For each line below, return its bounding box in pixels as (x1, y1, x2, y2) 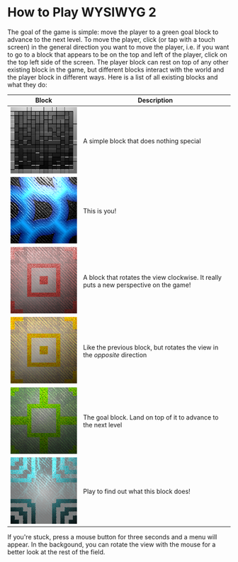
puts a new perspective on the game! (82, 281, 191, 289)
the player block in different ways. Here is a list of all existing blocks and (7, 72, 218, 82)
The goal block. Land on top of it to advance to (82, 413, 219, 422)
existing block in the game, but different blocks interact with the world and (7, 65, 225, 74)
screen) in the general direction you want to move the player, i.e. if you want (7, 43, 229, 51)
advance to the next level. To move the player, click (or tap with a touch (7, 35, 216, 43)
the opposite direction (82, 350, 147, 359)
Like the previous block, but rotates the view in (82, 343, 219, 352)
